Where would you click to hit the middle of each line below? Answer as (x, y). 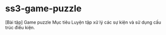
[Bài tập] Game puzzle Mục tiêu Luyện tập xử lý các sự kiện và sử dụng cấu (83, 22)
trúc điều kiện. (20, 27)
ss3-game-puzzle (43, 9)
